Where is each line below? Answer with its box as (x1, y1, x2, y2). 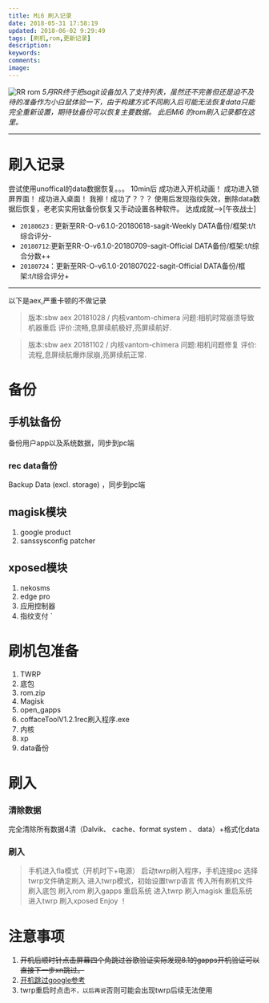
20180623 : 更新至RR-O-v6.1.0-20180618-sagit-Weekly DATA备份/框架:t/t (19, 221, 256, 230)
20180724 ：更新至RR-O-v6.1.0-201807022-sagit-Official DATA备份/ (19, 261, 239, 270)
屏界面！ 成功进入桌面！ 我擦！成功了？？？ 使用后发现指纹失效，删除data (8, 193, 254, 203)
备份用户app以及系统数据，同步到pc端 (8, 438, 134, 448)
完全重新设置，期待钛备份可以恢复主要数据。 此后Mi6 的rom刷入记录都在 (8, 107, 248, 116)
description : (8, 42, 52, 50)
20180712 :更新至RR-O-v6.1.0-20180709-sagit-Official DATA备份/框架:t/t (19, 241, 253, 250)
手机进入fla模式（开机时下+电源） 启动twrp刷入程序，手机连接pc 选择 (27, 866, 259, 875)
